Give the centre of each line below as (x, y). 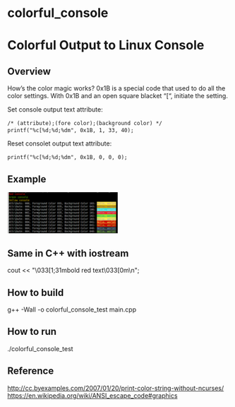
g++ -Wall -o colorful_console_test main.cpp (72, 309)
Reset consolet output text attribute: (60, 143)
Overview (29, 71)
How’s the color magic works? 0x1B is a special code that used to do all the (116, 88)
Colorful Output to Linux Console (106, 46)
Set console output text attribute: (55, 110)
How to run (32, 332)
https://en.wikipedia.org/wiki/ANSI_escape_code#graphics (92, 395)
